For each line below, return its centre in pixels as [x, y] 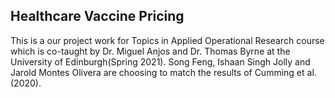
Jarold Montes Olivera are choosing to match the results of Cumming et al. [163, 72]
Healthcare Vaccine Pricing [97, 16]
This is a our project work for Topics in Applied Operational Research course [167, 40]
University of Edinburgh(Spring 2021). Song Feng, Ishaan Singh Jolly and [160, 61]
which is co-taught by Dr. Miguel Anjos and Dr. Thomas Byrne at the [150, 51]
